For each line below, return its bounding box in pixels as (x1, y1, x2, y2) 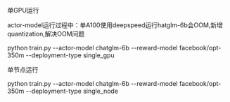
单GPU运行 (7, 6, 39, 14)
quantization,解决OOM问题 (7, 30, 85, 38)
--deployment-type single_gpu (25, 51, 115, 59)
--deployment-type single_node (25, 87, 118, 95)
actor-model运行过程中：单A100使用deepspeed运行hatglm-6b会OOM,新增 (7, 21, 224, 29)
